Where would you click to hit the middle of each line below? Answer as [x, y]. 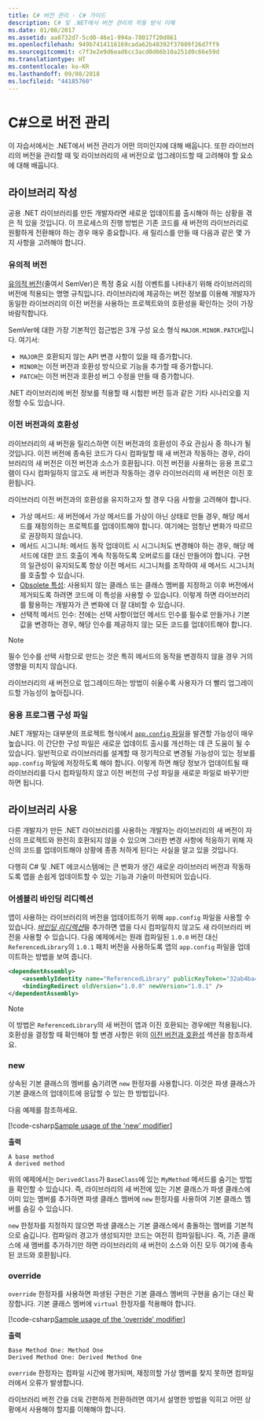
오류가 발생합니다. [56, 1383]
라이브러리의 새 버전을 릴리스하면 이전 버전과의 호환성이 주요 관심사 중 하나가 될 [130, 443]
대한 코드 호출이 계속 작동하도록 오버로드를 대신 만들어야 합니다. [138, 555]
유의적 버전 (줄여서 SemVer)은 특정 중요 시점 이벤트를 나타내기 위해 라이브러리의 [130, 283]
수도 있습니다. [44, 403]
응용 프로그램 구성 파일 [48, 715]
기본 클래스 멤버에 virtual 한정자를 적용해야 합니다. [117, 1304]
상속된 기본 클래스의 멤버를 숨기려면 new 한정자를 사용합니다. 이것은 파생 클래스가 [132, 1084]
